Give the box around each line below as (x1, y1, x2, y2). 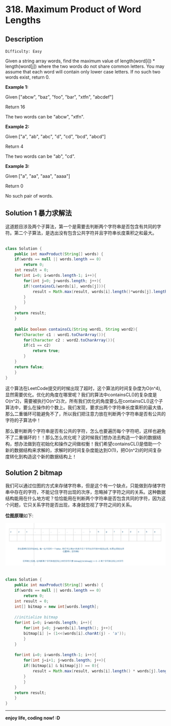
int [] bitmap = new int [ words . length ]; (14, 604, 99, 609)
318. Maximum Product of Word (5, 4, 141, 15)
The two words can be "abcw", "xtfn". (5, 114, 85, 119)
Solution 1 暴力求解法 (5, 209, 72, 217)
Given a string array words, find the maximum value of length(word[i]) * (5, 58, 155, 64)
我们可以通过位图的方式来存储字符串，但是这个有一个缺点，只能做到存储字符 (5, 482, 166, 489)
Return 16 (5, 104, 25, 110)
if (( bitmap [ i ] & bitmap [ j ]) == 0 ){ (23, 663, 99, 668)
